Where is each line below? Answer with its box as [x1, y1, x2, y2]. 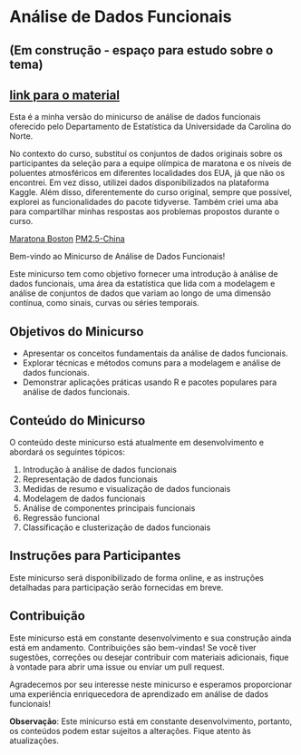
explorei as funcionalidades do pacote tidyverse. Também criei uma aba [9, 197, 279, 208]
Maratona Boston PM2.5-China [9, 233, 125, 244]
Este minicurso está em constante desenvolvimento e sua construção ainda [9, 632, 292, 643]
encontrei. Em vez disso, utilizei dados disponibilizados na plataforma [9, 177, 269, 188]
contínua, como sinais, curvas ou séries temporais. [9, 298, 199, 309]
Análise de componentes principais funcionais [22, 503, 196, 514]
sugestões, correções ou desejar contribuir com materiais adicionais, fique [9, 652, 289, 662]
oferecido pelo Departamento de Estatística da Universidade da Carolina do [9, 121, 292, 132]
